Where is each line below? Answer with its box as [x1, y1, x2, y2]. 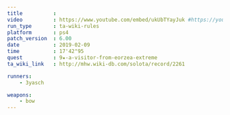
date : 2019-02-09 [7, 42, 90, 48]
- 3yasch [19, 79, 44, 86]
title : [7, 10, 57, 17]
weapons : [7, 91, 32, 99]
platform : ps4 [7, 29, 69, 36]
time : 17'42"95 [7, 48, 84, 55]
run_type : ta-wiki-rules [7, 22, 99, 29]
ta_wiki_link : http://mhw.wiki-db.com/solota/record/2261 [7, 61, 186, 67]
